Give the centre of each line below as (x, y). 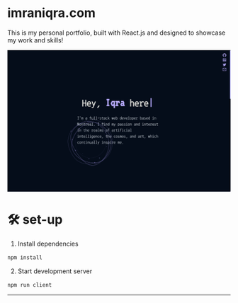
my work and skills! (35, 40)
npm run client (30, 285)
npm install (25, 258)
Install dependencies (48, 244)
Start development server (55, 271)
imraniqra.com (51, 13)
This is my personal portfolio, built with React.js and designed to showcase (117, 33)
